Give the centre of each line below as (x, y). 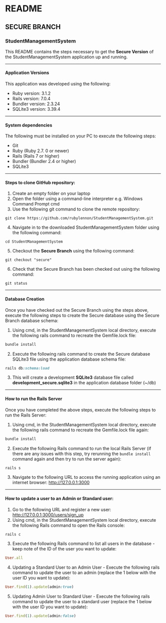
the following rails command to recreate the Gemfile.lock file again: (81, 430)
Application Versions (27, 73)
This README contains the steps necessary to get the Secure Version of (80, 51)
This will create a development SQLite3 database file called (73, 377)
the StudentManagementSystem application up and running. (66, 57)
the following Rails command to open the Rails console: (68, 525)
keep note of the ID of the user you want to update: (64, 549)
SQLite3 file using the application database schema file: (69, 359)
